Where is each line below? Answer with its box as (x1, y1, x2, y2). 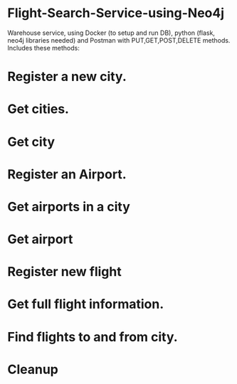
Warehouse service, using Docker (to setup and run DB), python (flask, (7, 28, 216, 37)
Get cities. (7, 101, 70, 117)
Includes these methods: (7, 43, 80, 52)
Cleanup (7, 361, 59, 378)
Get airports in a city (7, 198, 130, 215)
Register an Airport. (7, 166, 127, 182)
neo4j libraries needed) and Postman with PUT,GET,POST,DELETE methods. (7, 36, 231, 44)
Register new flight (7, 264, 122, 280)
